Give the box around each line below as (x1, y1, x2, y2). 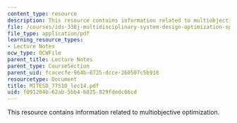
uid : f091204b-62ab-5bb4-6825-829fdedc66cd (7, 89, 138, 96)
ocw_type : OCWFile (7, 50, 61, 57)
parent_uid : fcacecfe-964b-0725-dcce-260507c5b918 (7, 69, 159, 76)
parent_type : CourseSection (7, 63, 90, 70)
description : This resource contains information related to (7, 17, 191, 24)
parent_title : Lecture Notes (7, 56, 93, 63)
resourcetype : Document (7, 75, 78, 83)
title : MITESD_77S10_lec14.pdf (7, 82, 99, 89)
